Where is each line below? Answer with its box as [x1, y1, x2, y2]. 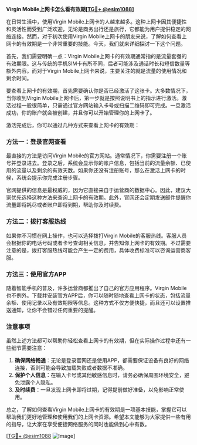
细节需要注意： [11, 345, 47, 352]
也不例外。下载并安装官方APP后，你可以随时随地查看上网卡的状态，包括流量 [6, 292, 191, 299]
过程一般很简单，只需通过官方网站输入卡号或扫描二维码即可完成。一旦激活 [11, 102, 191, 109]
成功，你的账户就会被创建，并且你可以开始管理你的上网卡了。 [6, 109, 155, 116]
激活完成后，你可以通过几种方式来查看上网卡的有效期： [6, 122, 140, 129]
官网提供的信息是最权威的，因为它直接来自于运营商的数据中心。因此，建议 [6, 187, 186, 194]
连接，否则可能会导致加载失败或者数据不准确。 [14, 364, 128, 372]
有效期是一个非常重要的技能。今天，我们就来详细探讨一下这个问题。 [21, 41, 186, 47]
